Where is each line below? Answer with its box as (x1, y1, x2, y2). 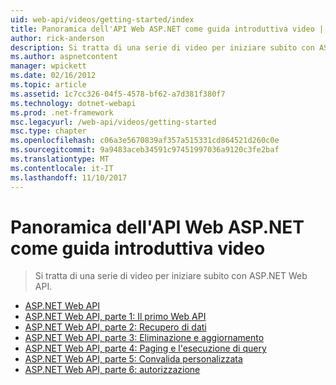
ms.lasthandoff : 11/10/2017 (10, 172, 128, 183)
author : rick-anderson (10, 33, 105, 43)
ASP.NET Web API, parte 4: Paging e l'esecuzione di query (24, 342, 267, 355)
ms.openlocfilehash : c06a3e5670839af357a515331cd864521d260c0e (10, 136, 280, 146)
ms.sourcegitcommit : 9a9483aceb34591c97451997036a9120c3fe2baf (10, 145, 280, 155)
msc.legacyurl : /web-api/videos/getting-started (10, 117, 217, 127)
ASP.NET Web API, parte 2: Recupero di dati (24, 321, 207, 333)
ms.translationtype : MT (10, 154, 110, 164)
